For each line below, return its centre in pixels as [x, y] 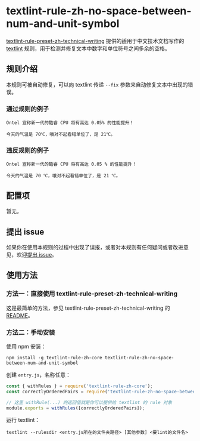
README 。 [20, 315]
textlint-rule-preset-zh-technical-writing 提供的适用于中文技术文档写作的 [95, 41]
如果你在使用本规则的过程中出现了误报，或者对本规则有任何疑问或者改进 [95, 247]
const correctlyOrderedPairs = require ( [57, 391]
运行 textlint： [23, 420]
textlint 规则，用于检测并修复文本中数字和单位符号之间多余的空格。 [88, 48]
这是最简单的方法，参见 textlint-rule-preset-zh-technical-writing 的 [88, 308]
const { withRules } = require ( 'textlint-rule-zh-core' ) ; [79, 386]
